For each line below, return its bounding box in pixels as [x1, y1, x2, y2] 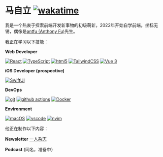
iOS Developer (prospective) [5, 67, 65, 73]
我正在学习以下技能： [5, 38, 48, 45]
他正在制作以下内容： [5, 126, 48, 131]
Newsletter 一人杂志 [5, 136, 47, 142]
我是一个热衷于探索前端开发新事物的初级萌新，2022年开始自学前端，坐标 [5, 22, 154, 28]
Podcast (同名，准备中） [5, 146, 56, 152]
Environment [5, 106, 32, 112]
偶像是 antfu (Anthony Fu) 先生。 [13, 28, 78, 34]
